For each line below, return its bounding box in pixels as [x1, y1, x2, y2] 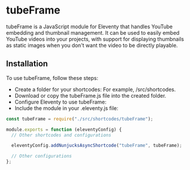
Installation [6, 59, 48, 69]
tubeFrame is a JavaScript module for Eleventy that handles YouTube [6, 23, 173, 30]
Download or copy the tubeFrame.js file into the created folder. [14, 92, 167, 99]
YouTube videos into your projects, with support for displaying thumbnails [6, 35, 184, 42]
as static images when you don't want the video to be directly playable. [6, 42, 178, 49]
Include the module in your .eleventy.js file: [14, 104, 118, 112]
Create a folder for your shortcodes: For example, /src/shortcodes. [14, 86, 176, 93]
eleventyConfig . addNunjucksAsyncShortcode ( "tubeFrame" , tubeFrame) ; [11, 142, 182, 149]
